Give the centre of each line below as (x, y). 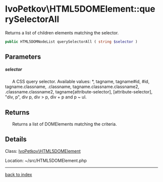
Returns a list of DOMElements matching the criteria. (65, 124)
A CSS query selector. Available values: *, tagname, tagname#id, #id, (81, 82)
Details (16, 139)
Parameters (23, 57)
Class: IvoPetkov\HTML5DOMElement (43, 151)
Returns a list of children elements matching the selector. (62, 33)
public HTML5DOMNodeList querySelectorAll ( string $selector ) (71, 42)
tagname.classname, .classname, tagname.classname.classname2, (72, 87)
